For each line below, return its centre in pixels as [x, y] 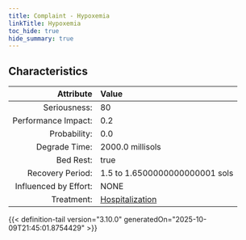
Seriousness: [68, 107]
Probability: [71, 134]
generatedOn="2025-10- [165, 220]
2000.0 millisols [131, 147]
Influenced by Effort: [54, 187]
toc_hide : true [34, 31]
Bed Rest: [74, 160]
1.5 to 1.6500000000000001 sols [167, 173]
